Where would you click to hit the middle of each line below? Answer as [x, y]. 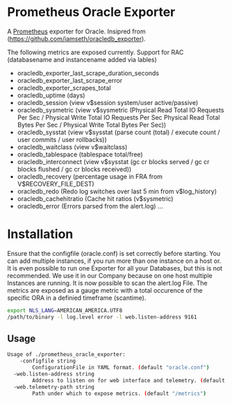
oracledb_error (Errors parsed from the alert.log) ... [90, 206]
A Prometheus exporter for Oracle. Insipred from [76, 31]
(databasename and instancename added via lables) [82, 59]
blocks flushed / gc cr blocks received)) [74, 169]
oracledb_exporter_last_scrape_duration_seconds [88, 73]
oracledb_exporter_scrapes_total [64, 88]
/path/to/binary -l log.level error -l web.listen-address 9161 [102, 317]
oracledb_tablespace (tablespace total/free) [80, 154]
